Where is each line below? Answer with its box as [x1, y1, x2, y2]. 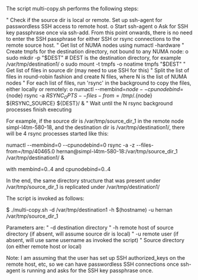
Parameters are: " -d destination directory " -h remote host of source [6, 224, 174, 231]
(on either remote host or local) [6, 243, 82, 250]
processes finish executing [6, 106, 72, 113]
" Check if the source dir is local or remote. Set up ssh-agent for [6, 17, 163, 23]
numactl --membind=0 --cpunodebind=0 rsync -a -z [6, 141, 135, 149]
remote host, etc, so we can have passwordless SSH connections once [6, 260, 179, 268]
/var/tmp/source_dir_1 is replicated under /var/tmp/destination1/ [6, 183, 160, 190]
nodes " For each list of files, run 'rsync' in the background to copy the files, [6, 79, 191, 86]
